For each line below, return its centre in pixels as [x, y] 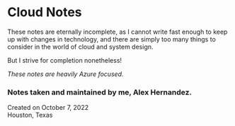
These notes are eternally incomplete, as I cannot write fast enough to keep [117, 32]
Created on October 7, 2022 [48, 108]
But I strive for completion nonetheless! [65, 60]
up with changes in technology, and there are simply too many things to [111, 39]
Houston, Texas [30, 115]
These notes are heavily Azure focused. [65, 74]
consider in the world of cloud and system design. [80, 46]
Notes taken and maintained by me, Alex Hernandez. [100, 92]
